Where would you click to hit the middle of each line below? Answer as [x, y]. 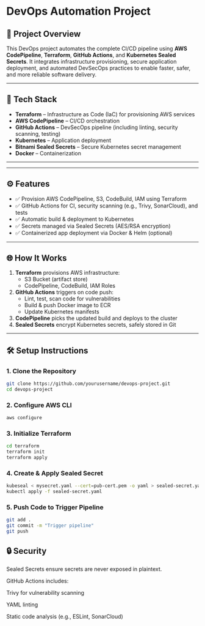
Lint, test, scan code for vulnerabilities [72, 299]
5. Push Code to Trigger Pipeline [55, 507]
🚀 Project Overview [44, 34]
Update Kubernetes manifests [62, 312]
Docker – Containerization [48, 153]
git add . [19, 520]
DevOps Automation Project [79, 11]
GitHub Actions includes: [38, 581]
